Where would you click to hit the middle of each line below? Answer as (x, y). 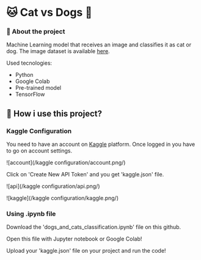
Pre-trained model (38, 88)
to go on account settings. (39, 151)
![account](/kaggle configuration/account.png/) (66, 163)
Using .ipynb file (31, 214)
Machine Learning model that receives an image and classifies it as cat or (99, 45)
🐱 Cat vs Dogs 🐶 (49, 13)
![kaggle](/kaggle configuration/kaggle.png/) (63, 198)
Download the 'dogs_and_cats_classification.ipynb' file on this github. (94, 227)
